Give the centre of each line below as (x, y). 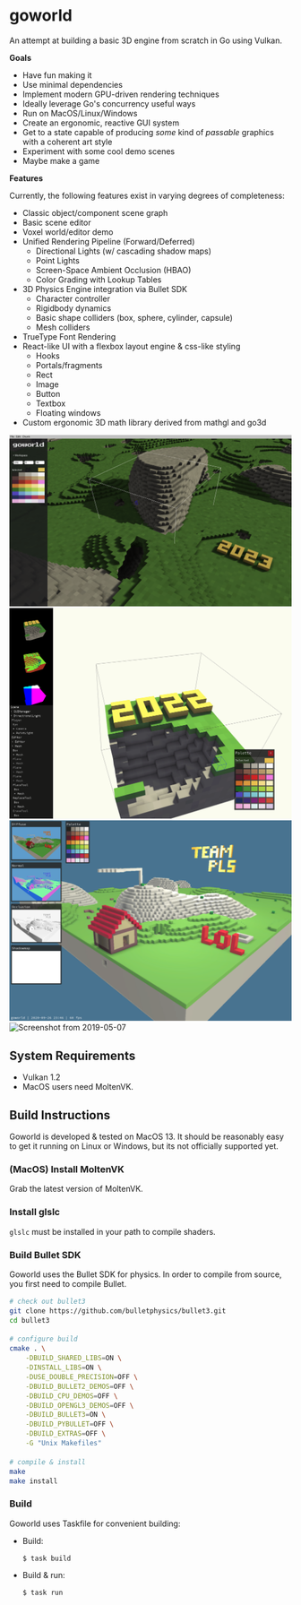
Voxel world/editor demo (68, 232)
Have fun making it (57, 75)
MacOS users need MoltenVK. (78, 1087)
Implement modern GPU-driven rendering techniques (120, 94)
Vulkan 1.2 (41, 1077)
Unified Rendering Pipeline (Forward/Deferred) (108, 241)
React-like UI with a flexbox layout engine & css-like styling (131, 346)
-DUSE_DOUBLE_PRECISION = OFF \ (82, 1376)
